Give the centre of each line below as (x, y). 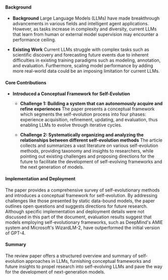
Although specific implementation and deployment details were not (75, 211)
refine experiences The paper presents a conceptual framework (87, 109)
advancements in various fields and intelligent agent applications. (80, 24)
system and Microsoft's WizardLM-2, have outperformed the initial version (82, 227)
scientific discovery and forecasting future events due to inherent (80, 55)
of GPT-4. (15, 233)
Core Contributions (26, 82)
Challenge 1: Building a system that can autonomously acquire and (91, 104)
